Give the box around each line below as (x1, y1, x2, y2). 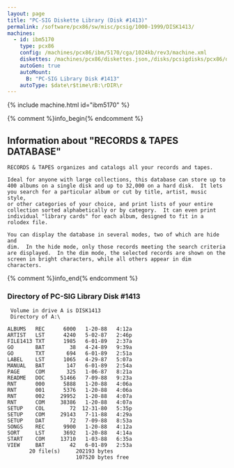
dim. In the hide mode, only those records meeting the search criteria (7, 244, 226, 251)
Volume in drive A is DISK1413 (10, 307, 101, 314)
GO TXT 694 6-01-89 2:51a (7, 350, 132, 357)
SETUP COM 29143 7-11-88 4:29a (7, 411, 132, 418)
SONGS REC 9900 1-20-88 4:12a (7, 423, 132, 430)
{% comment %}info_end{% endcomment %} (7, 274, 138, 283)
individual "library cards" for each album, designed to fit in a (7, 213, 204, 220)
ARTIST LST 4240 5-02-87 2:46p (7, 332, 132, 339)
